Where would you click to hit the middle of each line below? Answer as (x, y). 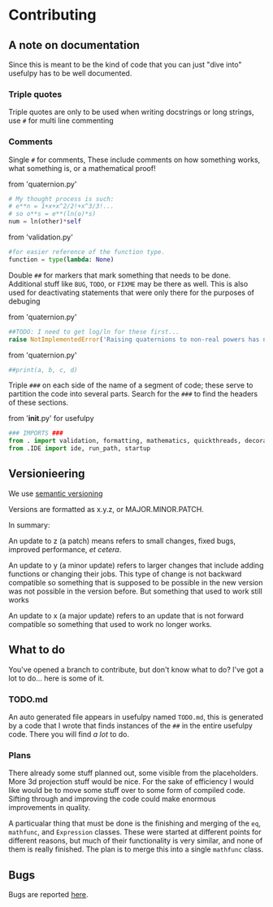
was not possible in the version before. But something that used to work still (135, 591)
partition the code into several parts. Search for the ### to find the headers (133, 394)
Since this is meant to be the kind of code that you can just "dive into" (125, 64)
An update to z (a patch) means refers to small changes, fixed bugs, (122, 541)
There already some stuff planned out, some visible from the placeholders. (133, 773)
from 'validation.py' (41, 237)
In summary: (29, 525)
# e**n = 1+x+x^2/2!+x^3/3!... (61, 206)
